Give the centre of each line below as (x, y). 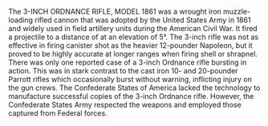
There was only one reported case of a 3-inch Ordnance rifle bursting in (128, 62)
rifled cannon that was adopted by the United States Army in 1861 (143, 20)
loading (21, 20)
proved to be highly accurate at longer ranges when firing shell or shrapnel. (133, 54)
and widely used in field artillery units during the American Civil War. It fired (133, 28)
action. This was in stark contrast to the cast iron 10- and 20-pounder (123, 71)
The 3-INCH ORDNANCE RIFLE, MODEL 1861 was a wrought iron (115, 12)
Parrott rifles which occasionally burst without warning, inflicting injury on (130, 79)
